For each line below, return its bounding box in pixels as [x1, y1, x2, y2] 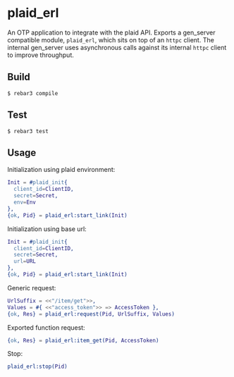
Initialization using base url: [7, 224, 87, 233]
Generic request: [7, 283, 56, 292]
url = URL [13, 258, 37, 265]
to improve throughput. [7, 51, 74, 59]
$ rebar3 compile [7, 89, 58, 97]
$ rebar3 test [7, 128, 49, 135]
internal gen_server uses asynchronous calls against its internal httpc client [7, 43, 227, 51]
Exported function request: [7, 323, 86, 332]
